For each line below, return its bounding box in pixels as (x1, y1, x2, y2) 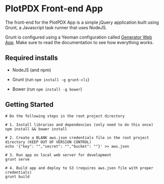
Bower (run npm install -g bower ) (12, 86, 82, 92)
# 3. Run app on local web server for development (5, 152, 112, 157)
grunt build (5, 174, 30, 179)
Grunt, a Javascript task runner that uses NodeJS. (5, 24, 107, 30)
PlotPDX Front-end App (5, 3, 103, 14)
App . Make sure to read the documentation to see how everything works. (5, 39, 154, 45)
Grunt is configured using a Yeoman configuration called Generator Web (5, 34, 152, 40)
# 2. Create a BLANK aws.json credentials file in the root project (5, 135, 149, 140)
